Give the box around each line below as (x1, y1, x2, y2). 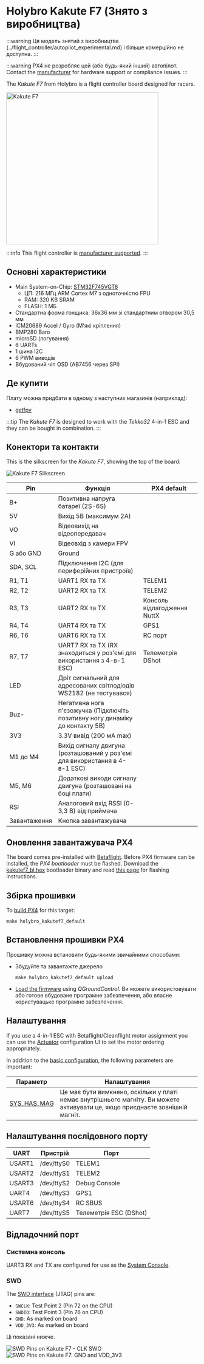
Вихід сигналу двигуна (58, 742, 126, 750)
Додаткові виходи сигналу (58, 774, 137, 782)
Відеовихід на (58, 522, 99, 530)
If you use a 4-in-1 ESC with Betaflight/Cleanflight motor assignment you (6, 1032, 188, 1039)
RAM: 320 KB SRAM (24, 296, 75, 303)
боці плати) (58, 789, 92, 797)
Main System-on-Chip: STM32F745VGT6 (15, 283, 118, 290)
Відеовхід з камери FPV (58, 539, 129, 548)
